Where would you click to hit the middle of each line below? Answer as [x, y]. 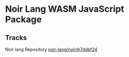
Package [24, 19]
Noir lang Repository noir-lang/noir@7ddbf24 [51, 49]
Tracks [16, 38]
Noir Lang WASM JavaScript [65, 9]
